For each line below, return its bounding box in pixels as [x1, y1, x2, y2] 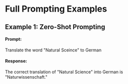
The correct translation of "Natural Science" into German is [5, 69, 123, 75]
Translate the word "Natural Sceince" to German [5, 47, 102, 53]
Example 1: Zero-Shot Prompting [5, 23, 105, 31]
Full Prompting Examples [5, 3, 108, 15]
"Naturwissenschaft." [5, 74, 48, 80]
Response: [5, 58, 28, 64]
